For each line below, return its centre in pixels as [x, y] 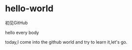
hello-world [29, 9]
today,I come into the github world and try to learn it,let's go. [66, 42]
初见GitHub [16, 23]
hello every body [22, 32]
